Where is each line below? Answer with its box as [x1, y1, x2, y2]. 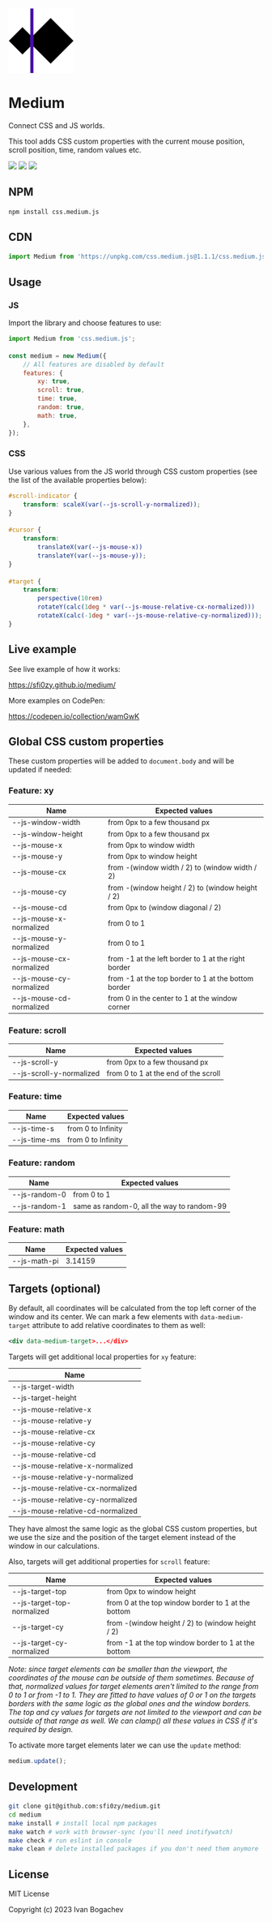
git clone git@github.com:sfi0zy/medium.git [8, 1802, 161, 1811]
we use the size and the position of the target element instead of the [8, 1533, 236, 1542]
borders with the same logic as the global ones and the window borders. [8, 1699, 251, 1709]
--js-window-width [11, 818, 81, 828]
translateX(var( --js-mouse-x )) [37, 544, 143, 552]
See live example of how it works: [8, 664, 121, 673]
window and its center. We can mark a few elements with [8, 1312, 198, 1322]
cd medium [8, 1810, 42, 1819]
